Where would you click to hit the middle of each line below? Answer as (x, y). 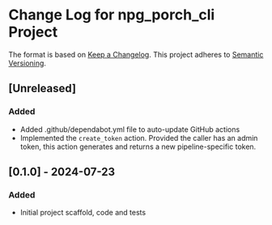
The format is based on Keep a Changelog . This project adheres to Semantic (136, 54)
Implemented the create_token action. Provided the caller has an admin (139, 138)
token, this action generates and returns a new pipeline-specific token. (138, 146)
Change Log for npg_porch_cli (112, 15)
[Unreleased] (42, 89)
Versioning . (28, 63)
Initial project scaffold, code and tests (83, 213)
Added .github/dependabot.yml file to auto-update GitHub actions (130, 129)
